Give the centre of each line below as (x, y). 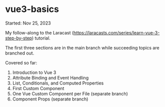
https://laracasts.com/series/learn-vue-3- (116, 32)
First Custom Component (38, 88)
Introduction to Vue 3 (34, 72)
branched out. (20, 53)
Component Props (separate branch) (50, 99)
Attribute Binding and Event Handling (50, 77)
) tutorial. (41, 38)
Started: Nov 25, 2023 (28, 23)
